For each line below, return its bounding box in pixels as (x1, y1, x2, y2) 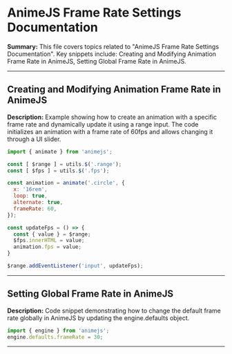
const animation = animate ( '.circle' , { (7, 180, 126, 187)
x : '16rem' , (13, 186, 48, 193)
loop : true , (13, 192, 48, 200)
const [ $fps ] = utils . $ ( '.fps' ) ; (7, 167, 110, 174)
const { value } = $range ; (13, 230, 91, 238)
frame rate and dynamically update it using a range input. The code (7, 120, 199, 129)
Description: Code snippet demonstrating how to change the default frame (7, 306, 221, 315)
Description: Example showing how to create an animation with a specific (7, 113, 217, 121)
